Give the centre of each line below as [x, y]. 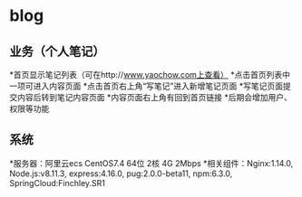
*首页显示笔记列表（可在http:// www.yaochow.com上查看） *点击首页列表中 [150, 75]
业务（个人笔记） [57, 51]
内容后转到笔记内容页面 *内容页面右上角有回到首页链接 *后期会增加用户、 [154, 97]
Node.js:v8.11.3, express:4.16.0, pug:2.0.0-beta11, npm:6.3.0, [121, 174]
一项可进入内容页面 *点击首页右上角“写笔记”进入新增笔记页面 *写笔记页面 [146, 86]
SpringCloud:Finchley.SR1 [58, 183]
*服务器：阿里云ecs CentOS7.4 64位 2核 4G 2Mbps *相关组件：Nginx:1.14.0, [151, 163]
